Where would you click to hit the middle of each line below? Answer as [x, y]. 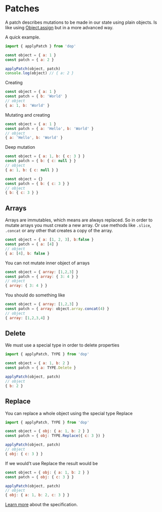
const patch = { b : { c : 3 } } [37, 183]
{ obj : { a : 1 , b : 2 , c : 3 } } [37, 495]
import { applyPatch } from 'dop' [41, 46]
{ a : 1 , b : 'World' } [27, 105]
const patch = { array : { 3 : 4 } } [42, 277]
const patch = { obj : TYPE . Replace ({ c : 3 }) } [55, 436]
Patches [22, 9]
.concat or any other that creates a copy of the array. [59, 231]
